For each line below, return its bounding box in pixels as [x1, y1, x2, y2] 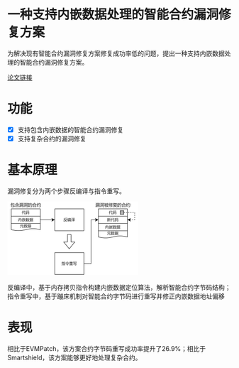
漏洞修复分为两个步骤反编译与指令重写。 [7, 186, 126, 195]
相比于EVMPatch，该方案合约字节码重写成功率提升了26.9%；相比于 [7, 344, 206, 352]
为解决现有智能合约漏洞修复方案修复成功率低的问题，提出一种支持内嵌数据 [7, 49, 225, 58]
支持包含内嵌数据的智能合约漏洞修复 [17, 125, 124, 134]
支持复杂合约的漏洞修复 [17, 134, 87, 143]
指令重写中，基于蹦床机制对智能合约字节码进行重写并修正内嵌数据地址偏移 [7, 292, 225, 301]
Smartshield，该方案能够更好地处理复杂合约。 [7, 353, 142, 362]
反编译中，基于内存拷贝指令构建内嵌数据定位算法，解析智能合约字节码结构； [7, 283, 231, 291]
